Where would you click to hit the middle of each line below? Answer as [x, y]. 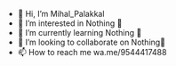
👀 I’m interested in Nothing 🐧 [70, 23]
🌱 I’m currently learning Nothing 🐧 [80, 33]
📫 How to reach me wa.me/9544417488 [92, 52]
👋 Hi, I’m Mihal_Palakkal [61, 14]
